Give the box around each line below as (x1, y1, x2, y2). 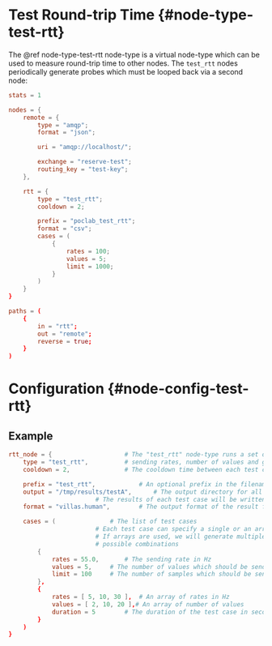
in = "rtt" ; (37, 322, 79, 330)
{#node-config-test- (107, 379, 249, 398)
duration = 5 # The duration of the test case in (51, 608, 249, 616)
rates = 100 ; (66, 247, 111, 255)
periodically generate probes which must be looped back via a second (8, 66, 244, 76)
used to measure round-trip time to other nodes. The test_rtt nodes (8, 58, 239, 68)
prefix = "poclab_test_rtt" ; (37, 217, 136, 225)
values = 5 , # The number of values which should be (51, 563, 249, 571)
